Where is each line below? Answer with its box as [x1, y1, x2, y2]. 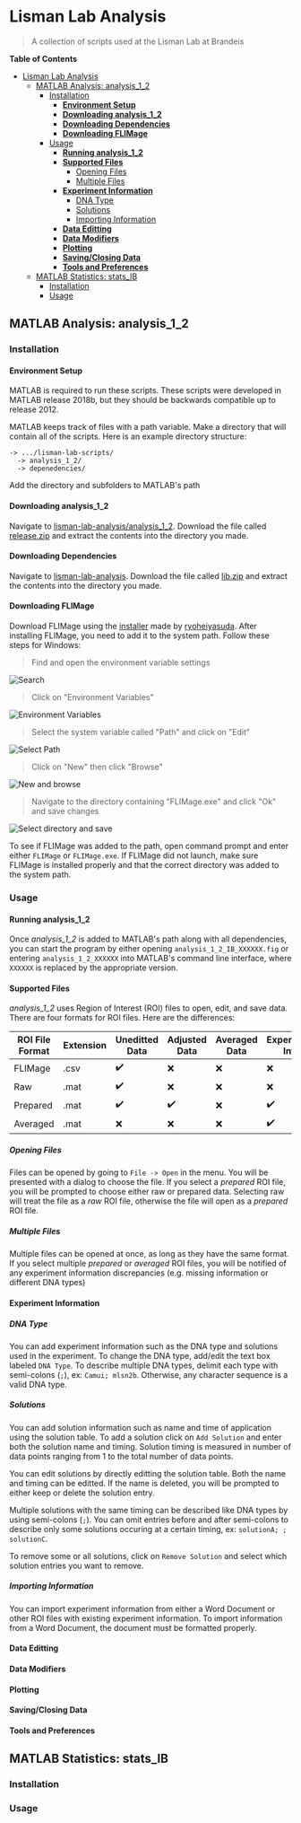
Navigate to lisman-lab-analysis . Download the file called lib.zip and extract [9, 570, 288, 581]
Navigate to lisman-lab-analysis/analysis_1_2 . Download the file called [9, 521, 267, 531]
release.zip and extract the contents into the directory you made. [9, 530, 249, 540]
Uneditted [115, 1034, 159, 1047]
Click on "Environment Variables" [30, 692, 154, 703]
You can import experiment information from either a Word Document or [9, 1603, 276, 1614]
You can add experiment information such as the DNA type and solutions [9, 1340, 279, 1352]
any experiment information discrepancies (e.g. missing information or [9, 1267, 269, 1278]
